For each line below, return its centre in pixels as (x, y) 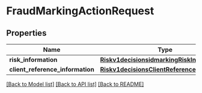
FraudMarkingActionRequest (80, 11)
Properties (26, 33)
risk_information (33, 60)
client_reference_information (52, 69)
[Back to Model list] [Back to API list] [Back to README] (75, 84)
